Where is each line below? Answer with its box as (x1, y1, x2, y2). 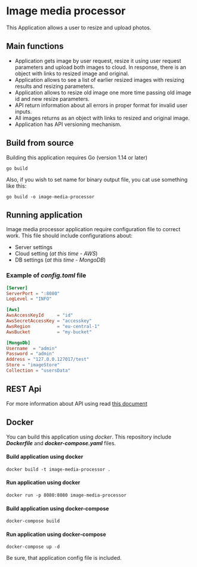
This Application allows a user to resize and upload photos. (6, 24, 152, 31)
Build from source (6, 138, 74, 148)
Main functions (6, 41, 64, 51)
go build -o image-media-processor (6, 194, 95, 200)
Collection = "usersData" (6, 367, 70, 374)
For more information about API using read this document (6, 400, 147, 407)
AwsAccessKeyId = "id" (6, 312, 73, 318)
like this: (6, 182, 27, 189)
